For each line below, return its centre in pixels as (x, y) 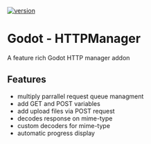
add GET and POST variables (59, 103)
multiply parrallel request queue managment (80, 96)
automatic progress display (56, 133)
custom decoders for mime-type (64, 125)
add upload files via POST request (66, 111)
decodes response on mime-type (65, 118)
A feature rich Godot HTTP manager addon (69, 57)
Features (27, 80)
